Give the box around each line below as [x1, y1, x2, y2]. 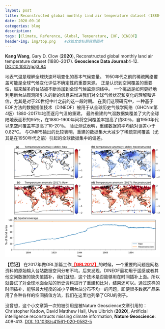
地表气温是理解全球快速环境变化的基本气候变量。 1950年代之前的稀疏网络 [5, 74, 154, 80]
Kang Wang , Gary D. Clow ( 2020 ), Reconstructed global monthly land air [5, 53, 153, 59]
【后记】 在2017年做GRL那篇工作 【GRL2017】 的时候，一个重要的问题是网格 [5, 262, 159, 268]
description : [5, 28, 32, 34]
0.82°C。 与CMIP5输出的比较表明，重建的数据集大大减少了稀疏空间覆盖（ [5, 129, 155, 135]
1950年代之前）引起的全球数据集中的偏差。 [18, 135, 106, 141]
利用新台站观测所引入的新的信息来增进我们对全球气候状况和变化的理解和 [5, 92, 151, 98]
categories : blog [5, 24, 41, 28]
